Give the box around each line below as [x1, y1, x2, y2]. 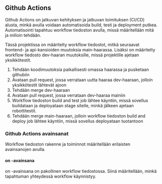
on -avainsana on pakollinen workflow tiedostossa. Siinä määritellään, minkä [5, 168, 157, 174]
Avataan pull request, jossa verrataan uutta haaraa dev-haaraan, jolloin [12, 77, 153, 83]
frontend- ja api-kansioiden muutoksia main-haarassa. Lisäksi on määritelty [5, 47, 156, 52]
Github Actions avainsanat [5, 130, 69, 137]
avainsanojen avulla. [5, 147, 46, 152]
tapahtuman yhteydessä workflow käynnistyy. [5, 173, 97, 179]
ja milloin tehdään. [5, 32, 42, 38]
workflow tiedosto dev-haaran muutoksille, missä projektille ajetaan [5, 52, 139, 58]
